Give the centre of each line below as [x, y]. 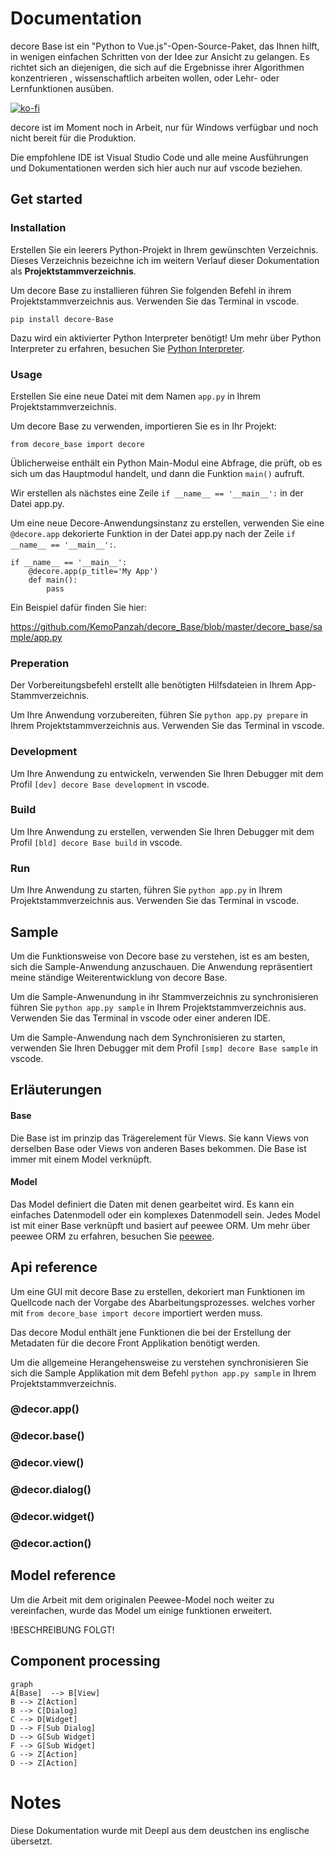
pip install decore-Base [62, 319]
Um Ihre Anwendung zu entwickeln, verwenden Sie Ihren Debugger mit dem [167, 773]
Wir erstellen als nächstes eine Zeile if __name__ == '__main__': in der [157, 493]
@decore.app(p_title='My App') [93, 571]
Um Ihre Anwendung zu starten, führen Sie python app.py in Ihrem [146, 890]
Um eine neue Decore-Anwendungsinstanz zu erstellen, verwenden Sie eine [167, 523]
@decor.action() [51, 1544]
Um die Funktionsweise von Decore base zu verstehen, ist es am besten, [160, 956]
